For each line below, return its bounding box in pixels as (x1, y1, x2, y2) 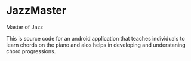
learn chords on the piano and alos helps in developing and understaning (6, 41, 186, 48)
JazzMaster (6, 4, 67, 17)
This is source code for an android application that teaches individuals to (6, 35, 185, 42)
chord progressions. (6, 47, 56, 54)
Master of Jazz (6, 23, 44, 30)
